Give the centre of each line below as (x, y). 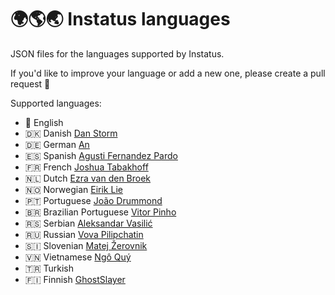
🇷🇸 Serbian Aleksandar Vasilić (88, 223)
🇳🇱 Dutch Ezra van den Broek (88, 178)
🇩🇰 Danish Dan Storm (71, 133)
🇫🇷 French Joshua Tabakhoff (86, 167)
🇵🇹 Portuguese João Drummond (93, 200)
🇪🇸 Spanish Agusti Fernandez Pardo (101, 155)
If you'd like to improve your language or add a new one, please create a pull (168, 73)
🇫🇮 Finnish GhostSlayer (75, 279)
